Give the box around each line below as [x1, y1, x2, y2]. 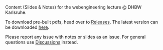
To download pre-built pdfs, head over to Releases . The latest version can [5, 19, 158, 25]
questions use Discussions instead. [5, 39, 78, 45]
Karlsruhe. [5, 9, 27, 15]
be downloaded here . [5, 24, 49, 30]
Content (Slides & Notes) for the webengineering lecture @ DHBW [5, 4, 142, 10]
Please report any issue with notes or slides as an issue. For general [5, 34, 146, 40]
